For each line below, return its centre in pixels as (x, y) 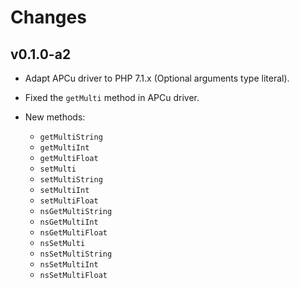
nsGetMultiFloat (73, 233)
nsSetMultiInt (69, 265)
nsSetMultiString (76, 254)
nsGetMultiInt (69, 222)
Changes (48, 17)
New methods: (55, 117)
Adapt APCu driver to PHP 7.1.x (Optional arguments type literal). (157, 78)
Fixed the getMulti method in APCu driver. (112, 97)
